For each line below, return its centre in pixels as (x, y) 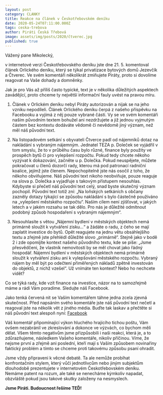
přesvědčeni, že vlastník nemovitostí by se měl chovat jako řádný (77, 247)
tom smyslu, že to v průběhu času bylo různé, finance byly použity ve (82, 150)
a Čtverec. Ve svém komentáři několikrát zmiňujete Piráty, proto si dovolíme (81, 75)
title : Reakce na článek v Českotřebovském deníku (57, 19)
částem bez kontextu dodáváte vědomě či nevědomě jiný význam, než (82, 125)
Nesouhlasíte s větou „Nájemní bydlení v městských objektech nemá (81, 221)
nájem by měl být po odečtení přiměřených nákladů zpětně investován (82, 263)
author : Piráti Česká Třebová (36, 32)
